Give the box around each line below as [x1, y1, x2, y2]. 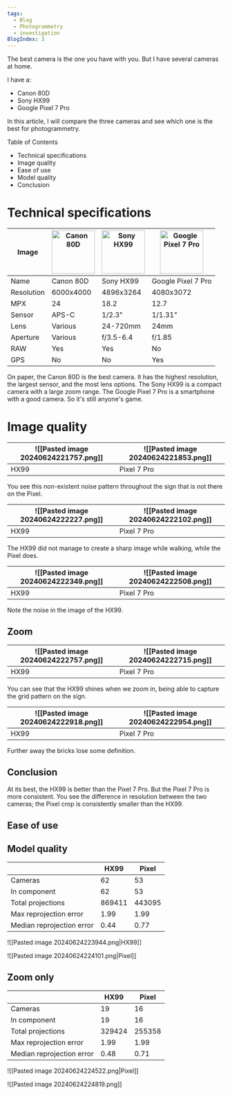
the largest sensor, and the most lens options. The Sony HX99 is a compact [7, 380, 222, 388]
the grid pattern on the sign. [7, 691, 87, 700]
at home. [7, 62, 32, 71]
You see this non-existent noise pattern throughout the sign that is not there [7, 482, 223, 490]
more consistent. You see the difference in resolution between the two [7, 792, 207, 800]
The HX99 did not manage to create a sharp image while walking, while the [7, 544, 221, 552]
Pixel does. [7, 552, 39, 559]
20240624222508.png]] [128, 577, 212, 586]
